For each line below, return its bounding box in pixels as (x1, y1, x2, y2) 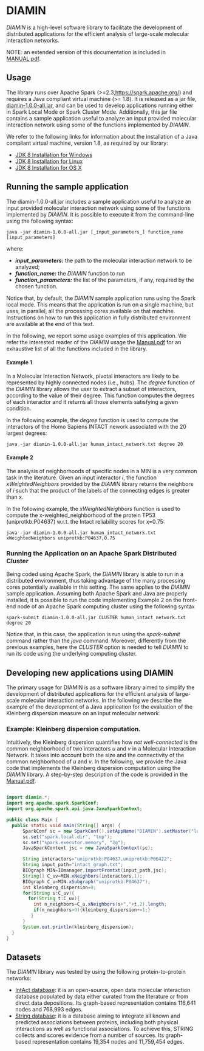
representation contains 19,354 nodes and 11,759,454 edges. (32, 1038, 185, 1046)
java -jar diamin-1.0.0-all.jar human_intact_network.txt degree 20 (6, 441, 183, 447)
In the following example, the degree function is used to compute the (6, 416, 178, 423)
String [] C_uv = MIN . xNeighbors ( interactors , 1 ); (22, 873, 143, 879)
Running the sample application (6, 182, 129, 192)
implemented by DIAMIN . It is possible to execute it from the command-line (6, 210, 194, 218)
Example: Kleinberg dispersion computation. (6, 725, 141, 733)
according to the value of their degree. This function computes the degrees (6, 392, 195, 399)
